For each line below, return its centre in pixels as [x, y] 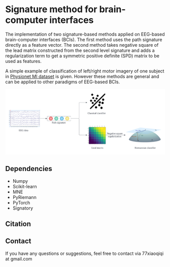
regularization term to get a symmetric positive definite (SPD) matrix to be [82, 56]
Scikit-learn [25, 186]
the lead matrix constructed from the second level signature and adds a [80, 50]
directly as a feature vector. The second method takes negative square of [82, 45]
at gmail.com [19, 259]
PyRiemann [24, 197]
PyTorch [21, 203]
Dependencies [29, 169]
